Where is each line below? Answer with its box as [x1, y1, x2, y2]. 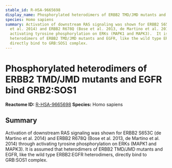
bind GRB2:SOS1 [5, 84, 77, 96]
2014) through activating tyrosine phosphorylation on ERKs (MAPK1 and [5, 140, 157, 147]
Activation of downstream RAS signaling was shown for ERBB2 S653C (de [5, 130, 162, 136]
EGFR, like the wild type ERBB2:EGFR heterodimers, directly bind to [5, 151, 147, 157]
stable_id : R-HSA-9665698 [5, 7, 60, 13]
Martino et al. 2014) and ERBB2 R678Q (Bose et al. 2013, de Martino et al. [5, 135, 160, 141]
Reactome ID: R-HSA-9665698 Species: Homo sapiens [5, 101, 123, 107]
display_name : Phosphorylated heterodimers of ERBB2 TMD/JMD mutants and [5, 12, 166, 17]
